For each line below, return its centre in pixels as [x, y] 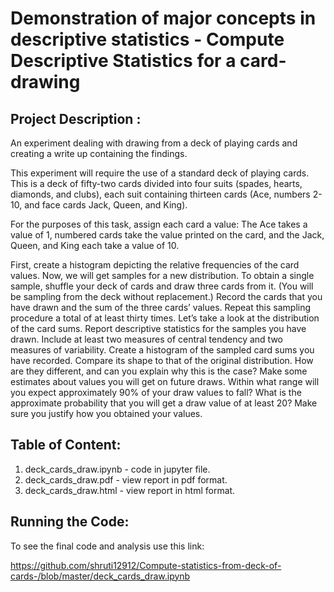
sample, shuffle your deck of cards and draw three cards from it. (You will [162, 286]
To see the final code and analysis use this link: [107, 546]
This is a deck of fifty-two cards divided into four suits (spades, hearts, [156, 183]
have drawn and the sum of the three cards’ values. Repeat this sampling [161, 307]
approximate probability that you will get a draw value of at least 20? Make [164, 403]
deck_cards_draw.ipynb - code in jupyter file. [117, 469]
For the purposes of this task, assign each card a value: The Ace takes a [159, 224]
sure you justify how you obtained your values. [106, 413]
